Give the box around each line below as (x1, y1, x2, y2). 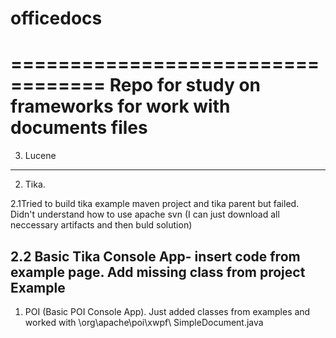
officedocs (10, 7, 103, 30)
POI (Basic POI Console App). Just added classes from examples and (24, 305, 311, 317)
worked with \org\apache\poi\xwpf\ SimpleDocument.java (24, 316, 264, 328)
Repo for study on (109, 74, 261, 97)
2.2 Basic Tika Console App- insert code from (10, 248, 301, 265)
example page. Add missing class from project (10, 263, 306, 281)
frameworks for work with (10, 95, 231, 118)
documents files (10, 117, 148, 139)
